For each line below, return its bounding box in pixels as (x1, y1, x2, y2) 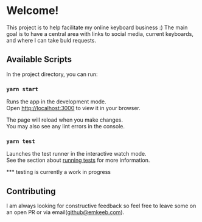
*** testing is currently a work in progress (6, 168, 111, 176)
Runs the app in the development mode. (6, 98, 106, 105)
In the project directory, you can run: (6, 71, 98, 78)
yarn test (6, 137, 35, 145)
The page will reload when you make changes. (6, 116, 124, 123)
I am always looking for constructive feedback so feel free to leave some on (6, 202, 197, 210)
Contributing (6, 186, 56, 196)
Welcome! (6, 4, 59, 18)
